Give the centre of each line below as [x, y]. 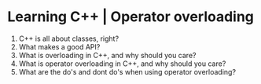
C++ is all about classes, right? [69, 38]
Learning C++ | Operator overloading [131, 17]
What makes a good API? [59, 46]
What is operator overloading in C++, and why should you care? [122, 64]
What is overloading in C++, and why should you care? [107, 55]
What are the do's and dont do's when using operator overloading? [127, 71]
